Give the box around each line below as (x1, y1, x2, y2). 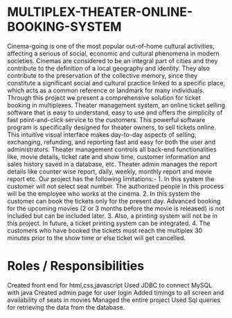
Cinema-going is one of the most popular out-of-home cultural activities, (7, 42, 215, 50)
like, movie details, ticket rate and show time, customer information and (7, 152, 211, 160)
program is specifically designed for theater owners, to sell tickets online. (7, 123, 217, 131)
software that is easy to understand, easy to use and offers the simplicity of (7, 108, 223, 117)
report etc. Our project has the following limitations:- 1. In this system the (7, 174, 215, 183)
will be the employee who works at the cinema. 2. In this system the (7, 189, 201, 198)
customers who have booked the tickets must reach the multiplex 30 (7, 226, 203, 235)
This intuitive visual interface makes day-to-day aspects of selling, (7, 130, 197, 139)
